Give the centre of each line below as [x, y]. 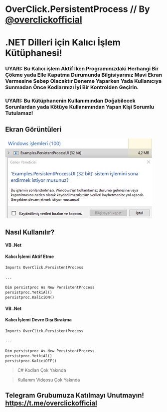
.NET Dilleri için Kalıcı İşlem [63, 43]
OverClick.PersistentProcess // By [78, 9]
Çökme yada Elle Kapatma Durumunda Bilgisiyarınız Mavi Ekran [84, 75]
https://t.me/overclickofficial [51, 403]
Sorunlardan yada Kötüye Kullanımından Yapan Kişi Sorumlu [80, 107]
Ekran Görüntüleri [33, 129]
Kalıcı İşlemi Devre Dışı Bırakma [39, 320]
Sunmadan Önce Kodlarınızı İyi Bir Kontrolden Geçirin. [72, 87]
